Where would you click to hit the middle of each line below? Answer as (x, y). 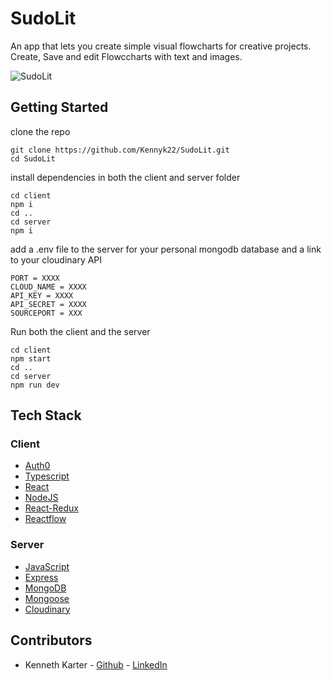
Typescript (47, 476)
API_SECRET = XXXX (48, 304)
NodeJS (41, 498)
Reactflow (45, 519)
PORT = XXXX (35, 278)
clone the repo (40, 131)
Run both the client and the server (80, 331)
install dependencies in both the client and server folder (125, 177)
